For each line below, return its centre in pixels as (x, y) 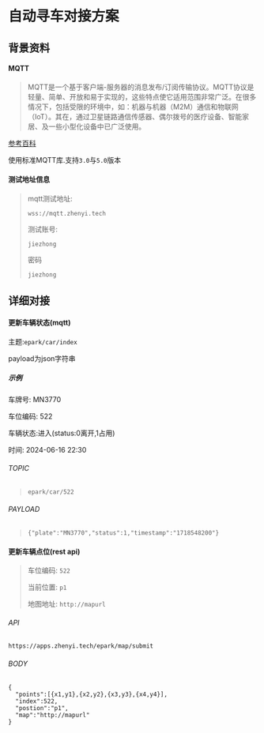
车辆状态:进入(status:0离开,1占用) (62, 433)
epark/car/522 (51, 492)
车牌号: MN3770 (35, 399)
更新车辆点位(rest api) (44, 551)
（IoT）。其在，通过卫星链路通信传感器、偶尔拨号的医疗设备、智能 (135, 116)
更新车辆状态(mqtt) (40, 322)
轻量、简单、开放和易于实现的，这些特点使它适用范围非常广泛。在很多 (142, 96)
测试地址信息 (29, 179)
